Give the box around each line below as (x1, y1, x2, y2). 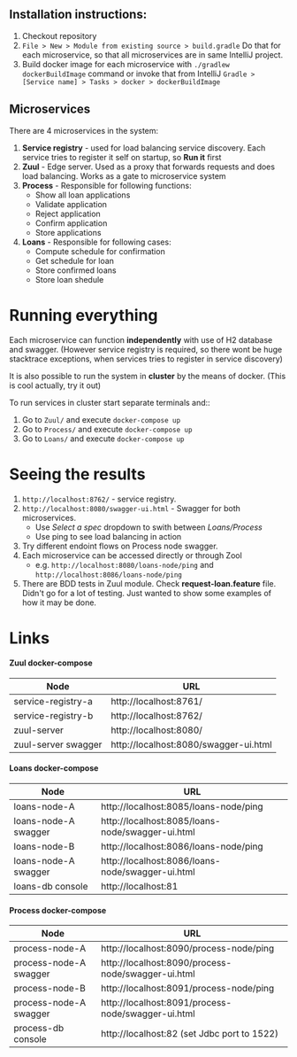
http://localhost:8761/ (110, 695, 203, 707)
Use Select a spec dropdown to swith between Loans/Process (34, 522, 263, 532)
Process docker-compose (9, 905, 107, 915)
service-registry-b (13, 709, 94, 721)
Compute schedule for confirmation (34, 245, 165, 256)
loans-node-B (13, 841, 75, 853)
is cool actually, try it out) (9, 380, 102, 391)
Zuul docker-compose (9, 657, 93, 668)
